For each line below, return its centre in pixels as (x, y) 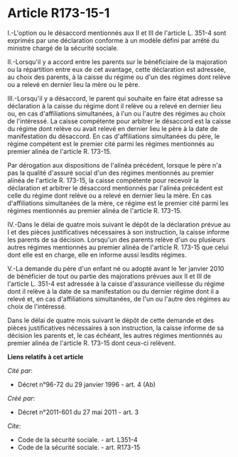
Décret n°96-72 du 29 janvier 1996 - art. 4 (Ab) (87, 384)
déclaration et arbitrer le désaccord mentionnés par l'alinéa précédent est (115, 188)
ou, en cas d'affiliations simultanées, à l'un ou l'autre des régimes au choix (117, 113)
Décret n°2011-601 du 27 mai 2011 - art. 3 (78, 412)
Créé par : (21, 398)
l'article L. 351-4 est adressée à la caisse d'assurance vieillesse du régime (116, 284)
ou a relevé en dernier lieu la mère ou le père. (74, 84)
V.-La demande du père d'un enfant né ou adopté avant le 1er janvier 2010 (116, 268)
